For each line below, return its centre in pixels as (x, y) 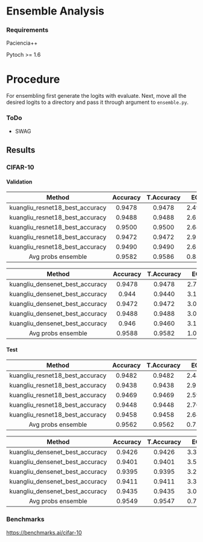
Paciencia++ (22, 43)
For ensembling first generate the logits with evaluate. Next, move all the (96, 96)
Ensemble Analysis (55, 11)
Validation (19, 182)
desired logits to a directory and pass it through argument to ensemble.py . (98, 102)
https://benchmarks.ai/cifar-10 (44, 532)
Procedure (33, 79)
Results (21, 150)
